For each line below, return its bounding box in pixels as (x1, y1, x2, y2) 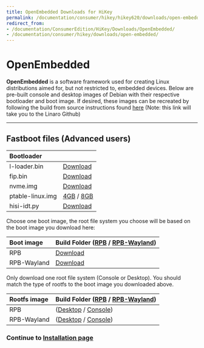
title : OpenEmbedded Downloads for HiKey (6, 9, 113, 15)
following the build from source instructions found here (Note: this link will (6, 104, 191, 112)
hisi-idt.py (9, 202, 39, 210)
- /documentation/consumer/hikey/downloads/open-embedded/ (6, 32, 159, 38)
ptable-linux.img (9, 191, 57, 200)
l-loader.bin (9, 162, 44, 171)
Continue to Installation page (6, 333, 93, 342)
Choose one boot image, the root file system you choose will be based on (6, 217, 191, 224)
